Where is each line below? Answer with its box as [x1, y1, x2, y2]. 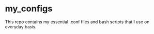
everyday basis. [5, 24, 37, 29]
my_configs [5, 3, 53, 14]
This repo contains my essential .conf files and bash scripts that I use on [5, 19, 150, 25]
